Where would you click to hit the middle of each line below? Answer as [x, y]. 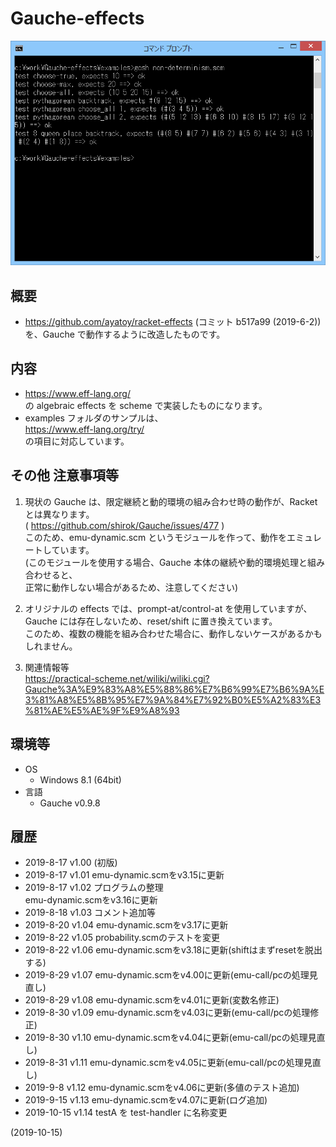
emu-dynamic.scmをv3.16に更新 [91, 900]
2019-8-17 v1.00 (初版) [71, 863]
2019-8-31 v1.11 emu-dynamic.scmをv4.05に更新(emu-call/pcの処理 [164, 1063]
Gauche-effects [77, 18]
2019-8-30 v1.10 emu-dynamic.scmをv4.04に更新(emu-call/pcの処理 [166, 1038]
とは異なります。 [59, 514]
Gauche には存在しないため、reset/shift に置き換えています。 [151, 621]
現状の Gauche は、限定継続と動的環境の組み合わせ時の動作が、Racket [171, 501]
